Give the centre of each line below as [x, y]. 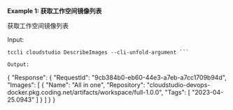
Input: [16, 40]
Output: [19, 65]
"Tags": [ [178, 92]
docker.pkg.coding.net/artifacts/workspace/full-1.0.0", [85, 92]
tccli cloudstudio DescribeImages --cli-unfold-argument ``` [98, 52]
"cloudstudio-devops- [178, 85]
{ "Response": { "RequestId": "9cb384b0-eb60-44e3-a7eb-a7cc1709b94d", [117, 77]
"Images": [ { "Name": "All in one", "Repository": [76, 85]
